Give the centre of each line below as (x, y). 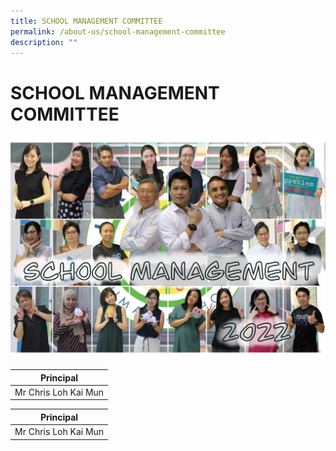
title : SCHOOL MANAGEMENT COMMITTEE (86, 21)
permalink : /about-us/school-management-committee (118, 31)
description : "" (44, 42)
